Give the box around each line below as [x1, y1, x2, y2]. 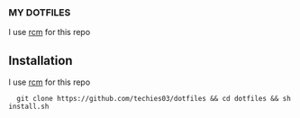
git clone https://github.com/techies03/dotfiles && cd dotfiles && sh [16, 95, 292, 104]
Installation [8, 52, 73, 68]
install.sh [8, 102, 50, 112]
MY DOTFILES [8, 6, 71, 19]
